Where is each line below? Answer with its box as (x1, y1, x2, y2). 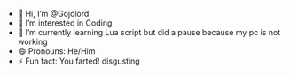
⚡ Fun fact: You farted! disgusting (17, 56, 140, 66)
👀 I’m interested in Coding (17, 18, 113, 28)
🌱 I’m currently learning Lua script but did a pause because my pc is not (17, 27, 281, 37)
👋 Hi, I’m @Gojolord (17, 9, 90, 19)
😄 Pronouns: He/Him (17, 46, 96, 56)
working (17, 36, 48, 47)
